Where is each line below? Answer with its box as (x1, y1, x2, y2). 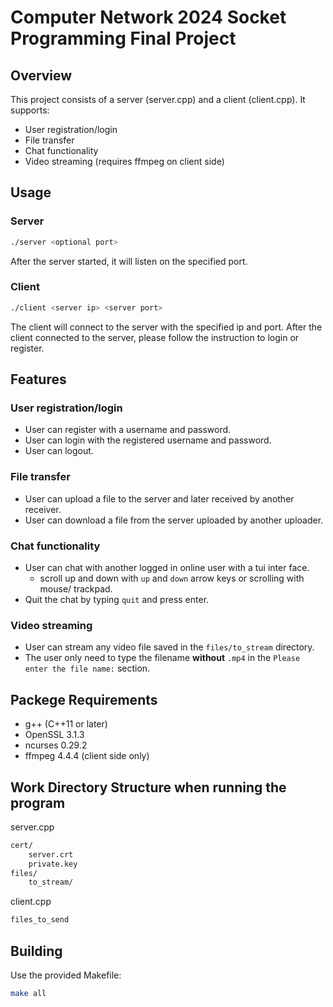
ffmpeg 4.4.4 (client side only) (24, 750, 150, 762)
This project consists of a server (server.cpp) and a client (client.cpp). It (10, 94, 306, 105)
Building (10, 942, 63, 960)
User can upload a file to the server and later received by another (24, 492, 295, 505)
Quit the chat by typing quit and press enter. (24, 594, 210, 606)
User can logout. (24, 445, 94, 457)
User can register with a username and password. (24, 424, 232, 436)
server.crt (28, 849, 74, 860)
